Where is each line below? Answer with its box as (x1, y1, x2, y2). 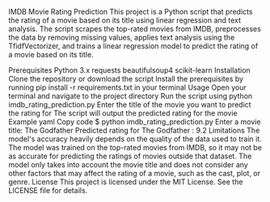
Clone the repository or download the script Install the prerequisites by (8, 74, 244, 83)
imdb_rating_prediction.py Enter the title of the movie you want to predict (8, 100, 252, 109)
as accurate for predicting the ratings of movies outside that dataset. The (8, 151, 252, 161)
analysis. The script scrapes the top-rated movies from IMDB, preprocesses (8, 24, 261, 33)
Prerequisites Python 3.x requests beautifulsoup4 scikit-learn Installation (8, 65, 251, 75)
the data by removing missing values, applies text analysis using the (8, 32, 235, 42)
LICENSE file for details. (8, 186, 88, 195)
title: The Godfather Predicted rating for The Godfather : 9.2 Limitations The (8, 125, 260, 135)
